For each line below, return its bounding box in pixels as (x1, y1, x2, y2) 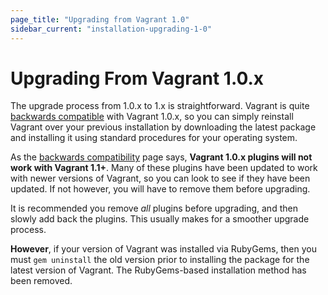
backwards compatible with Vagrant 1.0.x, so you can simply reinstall (10, 111, 294, 123)
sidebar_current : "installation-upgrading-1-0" (10, 24, 213, 34)
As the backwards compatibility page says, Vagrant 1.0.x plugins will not (10, 151, 313, 163)
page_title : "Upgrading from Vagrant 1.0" (10, 14, 190, 25)
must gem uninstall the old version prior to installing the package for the (10, 254, 310, 266)
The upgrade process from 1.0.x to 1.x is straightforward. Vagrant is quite (10, 100, 310, 112)
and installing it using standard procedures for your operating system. (10, 132, 298, 144)
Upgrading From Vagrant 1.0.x (10, 67, 265, 90)
